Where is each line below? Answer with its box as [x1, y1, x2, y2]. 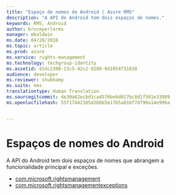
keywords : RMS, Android [6, 20, 67, 26]
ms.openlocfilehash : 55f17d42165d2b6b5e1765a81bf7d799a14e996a [6, 99, 171, 105]
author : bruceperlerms [6, 26, 64, 32]
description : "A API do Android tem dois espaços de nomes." [6, 15, 165, 21]
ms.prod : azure [6, 49, 45, 55]
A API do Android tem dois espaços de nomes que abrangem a [6, 157, 164, 164]
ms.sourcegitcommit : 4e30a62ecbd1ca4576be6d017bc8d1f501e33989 [6, 94, 171, 100]
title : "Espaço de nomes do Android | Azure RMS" [6, 9, 135, 15]
